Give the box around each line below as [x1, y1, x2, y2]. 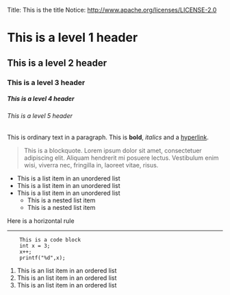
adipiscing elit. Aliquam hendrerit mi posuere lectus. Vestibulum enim [23, 154, 219, 162]
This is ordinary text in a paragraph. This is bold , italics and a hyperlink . [7, 133, 209, 141]
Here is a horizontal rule [7, 217, 75, 225]
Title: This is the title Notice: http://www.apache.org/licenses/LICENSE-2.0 [7, 6, 217, 14]
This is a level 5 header [7, 112, 73, 120]
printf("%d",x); [19, 255, 66, 261]
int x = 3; [19, 243, 51, 250]
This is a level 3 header [7, 78, 86, 87]
